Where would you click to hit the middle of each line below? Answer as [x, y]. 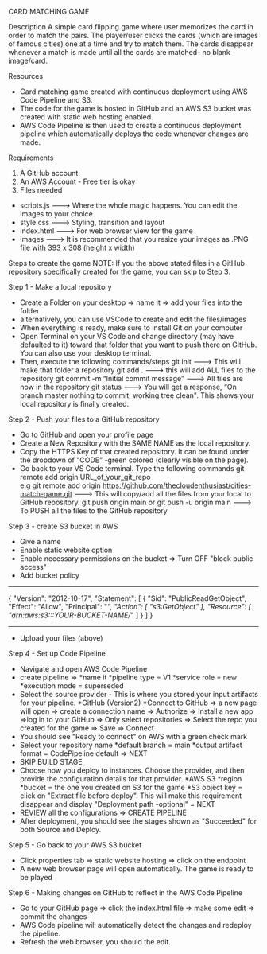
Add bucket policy [49, 575]
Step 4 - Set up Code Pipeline [57, 653]
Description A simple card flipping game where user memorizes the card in [131, 27]
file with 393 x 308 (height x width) [77, 247]
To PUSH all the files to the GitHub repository [94, 511]
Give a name [40, 541]
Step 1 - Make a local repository [60, 287]
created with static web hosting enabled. [86, 117]
